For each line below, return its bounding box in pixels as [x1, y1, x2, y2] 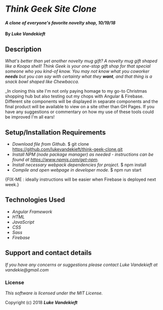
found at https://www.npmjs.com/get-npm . [12, 157, 99, 162]
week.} [5, 182, 20, 187]
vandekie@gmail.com [5, 267, 49, 272]
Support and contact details [5, 249, 92, 257]
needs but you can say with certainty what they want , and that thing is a [5, 74, 152, 79]
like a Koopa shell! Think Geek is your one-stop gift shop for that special [5, 63, 151, 69]
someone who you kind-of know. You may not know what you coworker [5, 68, 150, 74]
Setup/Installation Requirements [5, 128, 106, 136]
